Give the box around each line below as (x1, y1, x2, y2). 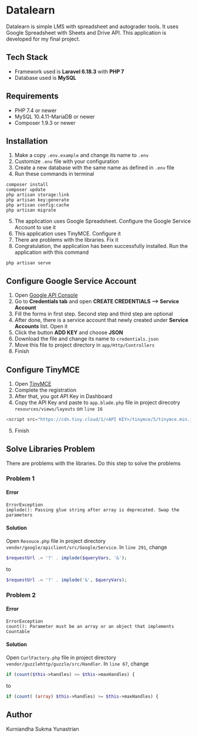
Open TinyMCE (14, 381, 52, 387)
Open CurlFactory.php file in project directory (6, 654, 117, 661)
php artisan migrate (6, 208, 57, 213)
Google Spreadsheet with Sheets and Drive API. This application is (6, 29, 167, 36)
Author (6, 710, 32, 720)
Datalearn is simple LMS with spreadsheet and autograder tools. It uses (6, 23, 179, 30)
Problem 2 (6, 590, 36, 599)
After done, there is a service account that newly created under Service (14, 317, 189, 324)
